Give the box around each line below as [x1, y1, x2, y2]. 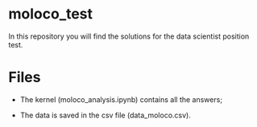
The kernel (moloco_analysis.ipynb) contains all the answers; [19, 94, 223, 104]
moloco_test [8, 5, 93, 23]
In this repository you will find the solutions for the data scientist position [8, 31, 250, 41]
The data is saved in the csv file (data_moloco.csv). [19, 110, 191, 120]
